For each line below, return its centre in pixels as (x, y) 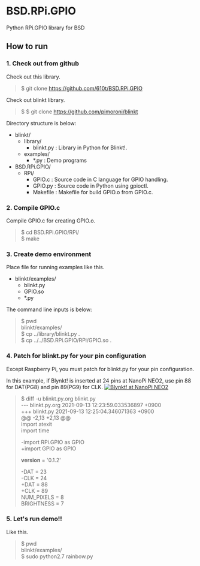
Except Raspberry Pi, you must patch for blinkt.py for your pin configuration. (100, 369)
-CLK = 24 (34, 478)
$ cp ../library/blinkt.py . (50, 334)
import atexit (37, 424)
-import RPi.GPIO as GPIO (53, 442)
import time (35, 430)
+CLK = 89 (34, 490)
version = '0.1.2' (41, 460)
